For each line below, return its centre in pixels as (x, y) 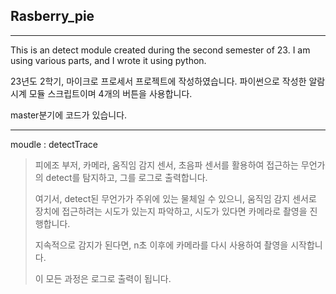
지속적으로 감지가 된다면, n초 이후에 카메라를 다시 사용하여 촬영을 (161, 245)
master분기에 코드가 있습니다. (69, 115)
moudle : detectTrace (54, 144)
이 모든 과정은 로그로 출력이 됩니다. (103, 278)
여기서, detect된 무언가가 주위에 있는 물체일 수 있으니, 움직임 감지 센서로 (175, 198)
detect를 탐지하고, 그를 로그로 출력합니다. (126, 177)
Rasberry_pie (52, 16)
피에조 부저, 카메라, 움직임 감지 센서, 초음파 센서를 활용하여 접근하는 (166, 165)
